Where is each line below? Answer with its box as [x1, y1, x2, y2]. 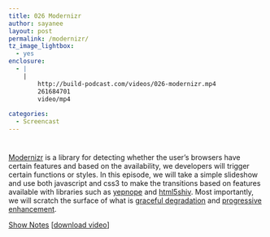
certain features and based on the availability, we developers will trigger [8, 162, 250, 171]
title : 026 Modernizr [8, 11, 82, 20]
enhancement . [8, 205, 57, 214]
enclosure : [8, 58, 46, 66]
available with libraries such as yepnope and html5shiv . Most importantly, [8, 187, 255, 197]
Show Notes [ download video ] [8, 220, 110, 230]
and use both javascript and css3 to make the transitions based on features [8, 179, 261, 188]
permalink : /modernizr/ [8, 34, 89, 43]
